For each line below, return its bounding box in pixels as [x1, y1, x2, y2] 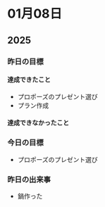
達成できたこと [7, 75, 51, 84]
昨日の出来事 [7, 175, 51, 184]
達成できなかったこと [7, 118, 69, 127]
